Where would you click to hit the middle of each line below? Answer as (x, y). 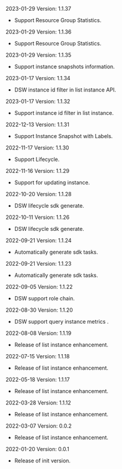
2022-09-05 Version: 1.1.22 (39, 287)
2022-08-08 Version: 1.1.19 (39, 333)
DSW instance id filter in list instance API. (65, 90)
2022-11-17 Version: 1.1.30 (37, 148)
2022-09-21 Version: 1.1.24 (39, 240)
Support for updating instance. (52, 182)
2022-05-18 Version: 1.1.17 (38, 380)
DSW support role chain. (45, 298)
